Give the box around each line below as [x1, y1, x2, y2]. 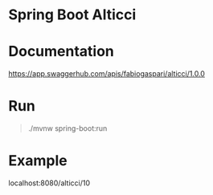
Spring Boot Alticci [8, 6, 137, 24]
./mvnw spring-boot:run [27, 124, 108, 133]
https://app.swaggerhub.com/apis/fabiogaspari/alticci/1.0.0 [8, 69, 205, 79]
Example [8, 152, 68, 170]
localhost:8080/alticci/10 [8, 178, 91, 188]
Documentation [8, 43, 115, 61]
